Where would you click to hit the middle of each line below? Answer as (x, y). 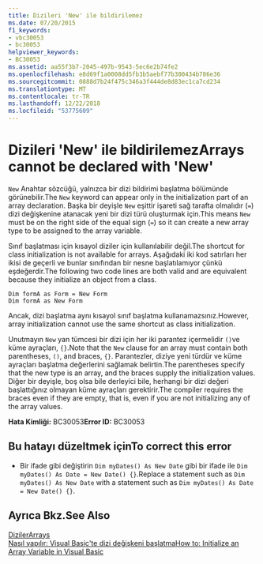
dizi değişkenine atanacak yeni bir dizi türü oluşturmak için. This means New (130, 213)
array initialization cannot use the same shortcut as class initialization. (122, 324)
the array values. (36, 406)
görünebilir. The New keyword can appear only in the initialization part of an (128, 197)
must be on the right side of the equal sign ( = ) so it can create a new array (128, 222)
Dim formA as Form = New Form (58, 294)
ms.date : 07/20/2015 (42, 23)
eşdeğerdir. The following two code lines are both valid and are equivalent (128, 271)
